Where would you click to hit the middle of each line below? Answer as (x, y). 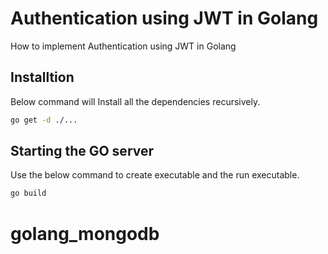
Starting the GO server (82, 151)
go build (28, 193)
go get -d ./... (44, 120)
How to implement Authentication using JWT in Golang (123, 46)
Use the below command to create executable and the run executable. (155, 175)
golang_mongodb (85, 233)
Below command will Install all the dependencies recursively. (135, 101)
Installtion (42, 77)
